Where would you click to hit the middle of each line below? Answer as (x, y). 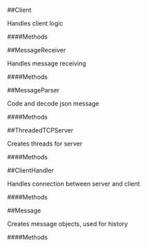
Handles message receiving (47, 63)
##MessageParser (33, 90)
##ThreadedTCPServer (40, 130)
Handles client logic (35, 23)
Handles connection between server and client (73, 184)
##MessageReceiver (37, 50)
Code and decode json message (53, 103)
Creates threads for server (45, 144)
